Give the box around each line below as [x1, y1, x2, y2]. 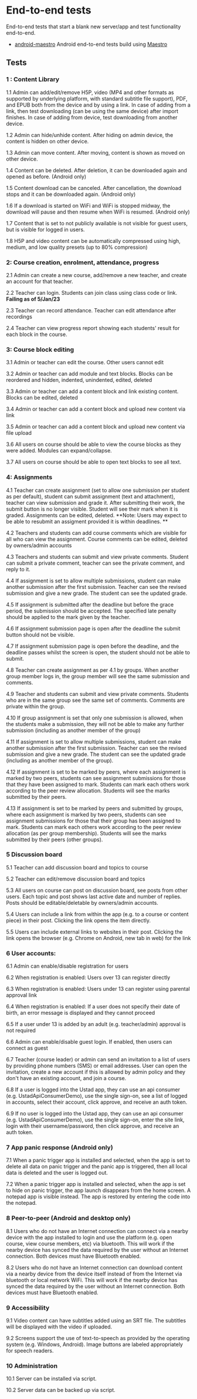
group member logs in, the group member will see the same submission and [6, 672, 190, 679]
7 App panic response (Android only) [6, 1144, 113, 1152]
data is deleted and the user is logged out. [6, 1169, 108, 1177]
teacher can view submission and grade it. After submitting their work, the [6, 499, 185, 506]
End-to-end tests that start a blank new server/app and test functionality [6, 23, 181, 30]
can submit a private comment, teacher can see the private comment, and [6, 559, 185, 567]
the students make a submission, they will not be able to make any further [6, 720, 185, 727]
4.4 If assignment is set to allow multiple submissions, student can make [6, 577, 181, 584]
